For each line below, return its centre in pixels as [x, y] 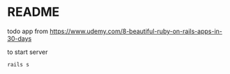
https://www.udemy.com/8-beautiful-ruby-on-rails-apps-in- [136, 31]
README [33, 12]
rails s [18, 64]
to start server [28, 52]
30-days [20, 38]
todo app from [28, 31]
